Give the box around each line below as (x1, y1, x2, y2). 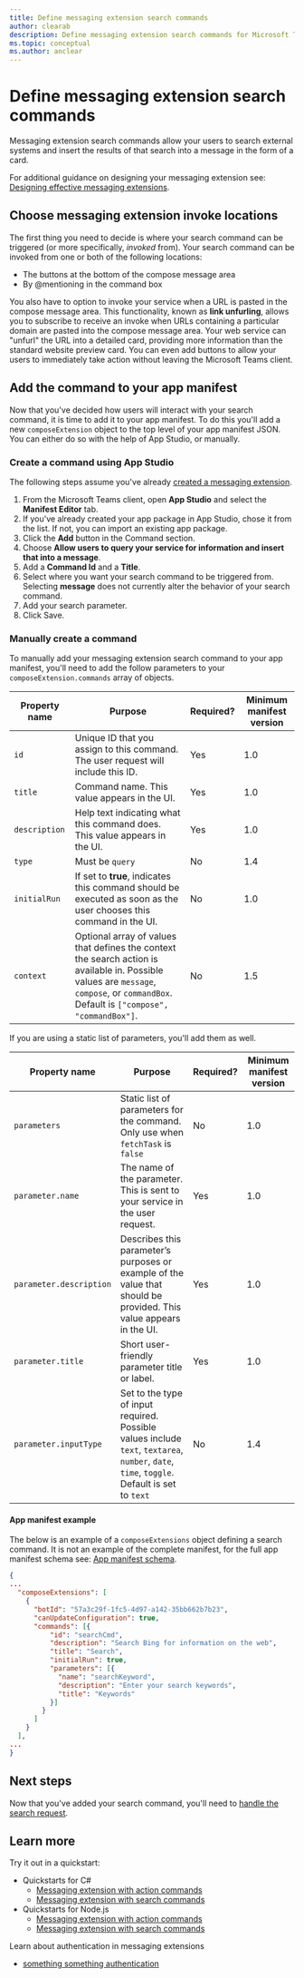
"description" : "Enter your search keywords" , (57, 1681, 237, 1690)
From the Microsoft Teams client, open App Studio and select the (22, 493, 267, 504)
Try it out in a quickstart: (9, 1857, 100, 1868)
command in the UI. (74, 915, 158, 928)
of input (119, 1398, 154, 1411)
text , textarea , (119, 1444, 184, 1457)
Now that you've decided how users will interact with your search (9, 404, 253, 415)
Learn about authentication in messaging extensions (9, 1941, 205, 1952)
